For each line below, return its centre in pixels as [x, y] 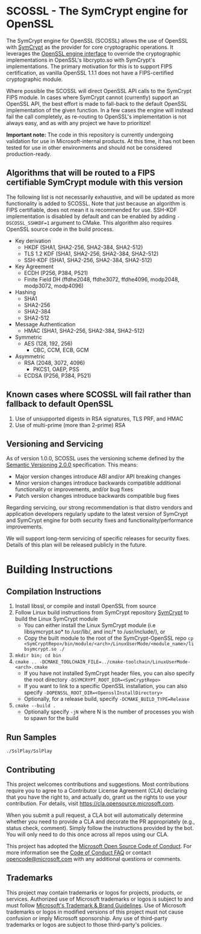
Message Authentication [45, 324]
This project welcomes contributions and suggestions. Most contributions [97, 784]
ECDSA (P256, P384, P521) [57, 375]
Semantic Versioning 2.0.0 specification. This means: [72, 465]
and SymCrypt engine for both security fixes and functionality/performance [100, 520]
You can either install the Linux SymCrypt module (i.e [90, 625]
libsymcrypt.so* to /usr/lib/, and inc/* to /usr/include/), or [94, 632]
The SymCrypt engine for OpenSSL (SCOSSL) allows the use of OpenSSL [97, 40]
